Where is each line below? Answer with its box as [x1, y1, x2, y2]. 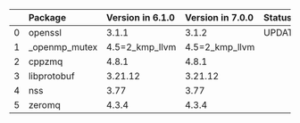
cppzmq [28, 55, 63, 68]
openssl [28, 27, 62, 38]
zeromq [28, 99, 61, 111]
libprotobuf [28, 70, 75, 82]
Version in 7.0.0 [184, 12, 254, 23]
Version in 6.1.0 [105, 12, 176, 23]
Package [28, 12, 67, 23]
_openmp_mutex [28, 41, 98, 53]
